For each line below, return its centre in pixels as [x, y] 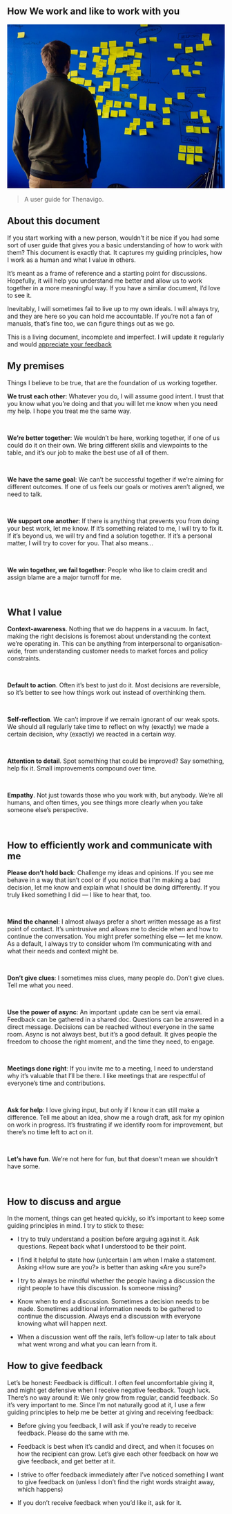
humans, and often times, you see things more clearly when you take [105, 802]
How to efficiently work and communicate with [110, 845]
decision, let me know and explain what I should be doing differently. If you [114, 888]
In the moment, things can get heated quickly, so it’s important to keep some [116, 1218]
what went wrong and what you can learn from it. [87, 1344]
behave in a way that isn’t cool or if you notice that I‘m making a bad [104, 880]
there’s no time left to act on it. [50, 1132]
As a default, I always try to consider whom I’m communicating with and [109, 944]
